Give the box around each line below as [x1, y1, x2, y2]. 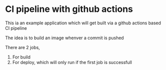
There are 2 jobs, [5, 44, 40, 50]
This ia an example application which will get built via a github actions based [5, 20, 161, 26]
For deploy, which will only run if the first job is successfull [12, 59, 132, 65]
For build [12, 54, 31, 60]
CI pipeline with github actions [5, 3, 133, 15]
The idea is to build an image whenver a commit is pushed [5, 35, 124, 41]
